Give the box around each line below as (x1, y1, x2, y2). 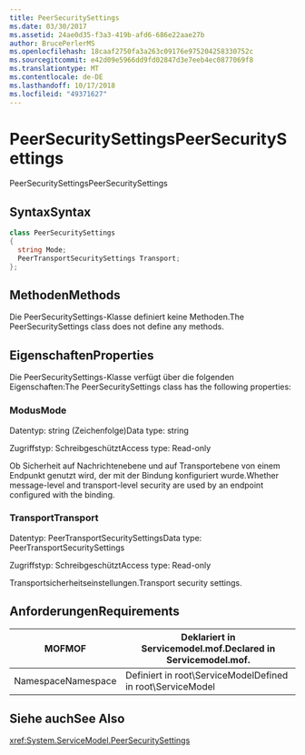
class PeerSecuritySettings (9, 228, 116, 237)
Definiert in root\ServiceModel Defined (125, 669, 289, 681)
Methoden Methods (9, 287, 121, 303)
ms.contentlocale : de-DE (9, 73, 103, 82)
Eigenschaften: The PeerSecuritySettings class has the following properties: (9, 381, 292, 392)
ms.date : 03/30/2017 (9, 22, 88, 31)
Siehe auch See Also (9, 711, 125, 727)
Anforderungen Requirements (9, 604, 180, 619)
